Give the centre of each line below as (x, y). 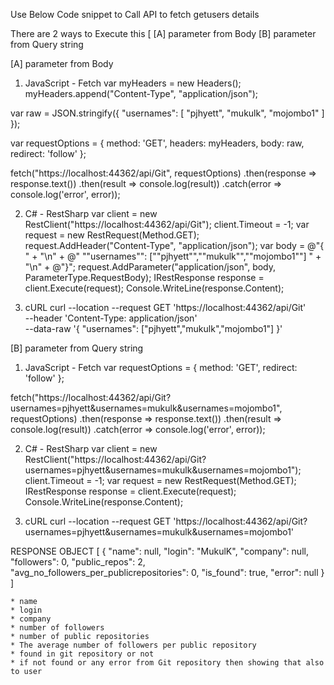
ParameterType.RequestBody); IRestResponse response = (144, 277)
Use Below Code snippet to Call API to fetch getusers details (135, 14)
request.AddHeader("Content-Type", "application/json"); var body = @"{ (174, 245)
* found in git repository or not (82, 654)
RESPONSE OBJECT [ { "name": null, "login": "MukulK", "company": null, (159, 551)
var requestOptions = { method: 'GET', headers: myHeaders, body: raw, (157, 143)
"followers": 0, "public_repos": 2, (78, 562)
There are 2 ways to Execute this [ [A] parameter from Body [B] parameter (163, 33)
